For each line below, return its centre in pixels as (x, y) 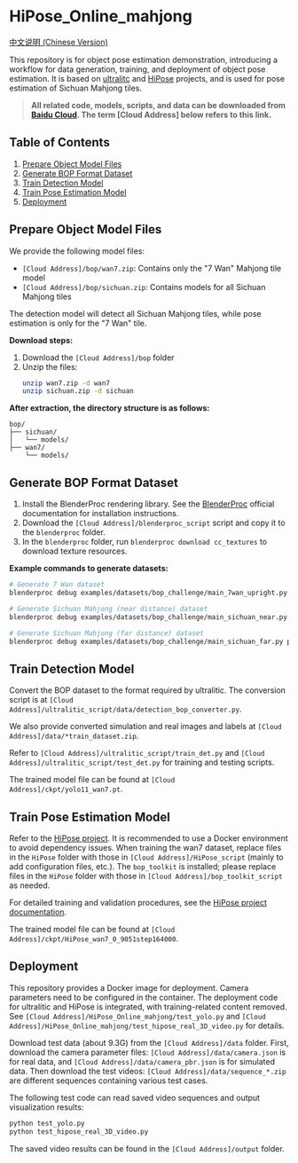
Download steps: (41, 340)
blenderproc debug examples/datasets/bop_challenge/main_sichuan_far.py (146, 641)
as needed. (30, 885)
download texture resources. (74, 551)
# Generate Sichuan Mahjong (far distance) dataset (106, 633)
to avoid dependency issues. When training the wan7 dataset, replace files (145, 848)
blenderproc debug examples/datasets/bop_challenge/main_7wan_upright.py (149, 593)
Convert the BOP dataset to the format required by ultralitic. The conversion (148, 690)
